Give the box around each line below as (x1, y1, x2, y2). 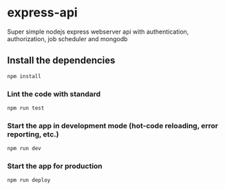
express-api (7, 5, 78, 21)
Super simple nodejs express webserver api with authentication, (7, 27, 189, 36)
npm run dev (7, 145, 41, 152)
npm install (7, 73, 41, 80)
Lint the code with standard (7, 89, 101, 99)
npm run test (7, 104, 45, 111)
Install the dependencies (7, 55, 116, 67)
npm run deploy (7, 177, 51, 184)
